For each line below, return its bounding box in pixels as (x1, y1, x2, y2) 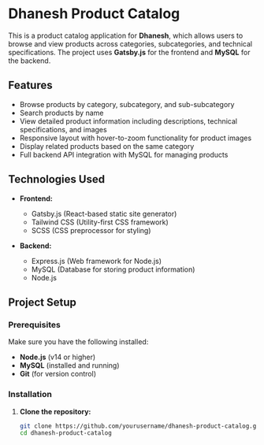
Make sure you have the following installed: (8, 337, 149, 347)
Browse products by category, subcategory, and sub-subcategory (19, 99, 235, 109)
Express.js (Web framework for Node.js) (31, 256, 162, 265)
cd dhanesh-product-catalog (19, 429, 112, 437)
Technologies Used (8, 172, 105, 186)
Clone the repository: (19, 406, 91, 416)
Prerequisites (8, 319, 61, 330)
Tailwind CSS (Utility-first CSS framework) (31, 217, 169, 227)
